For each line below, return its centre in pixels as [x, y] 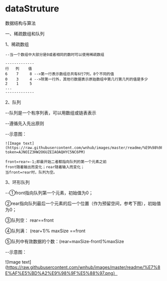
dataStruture [32, 9]
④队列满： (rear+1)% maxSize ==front [45, 231]
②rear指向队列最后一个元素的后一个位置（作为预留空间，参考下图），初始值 [83, 203]
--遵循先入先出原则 [25, 123]
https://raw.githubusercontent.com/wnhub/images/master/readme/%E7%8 [83, 267]
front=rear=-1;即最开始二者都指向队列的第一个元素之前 [56, 162]
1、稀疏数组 [17, 44]
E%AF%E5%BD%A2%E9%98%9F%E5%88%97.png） [61, 273]
